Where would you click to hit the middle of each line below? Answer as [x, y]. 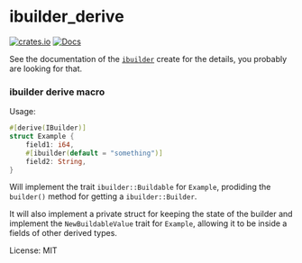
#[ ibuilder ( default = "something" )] [95, 153]
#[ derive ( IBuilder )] [48, 128]
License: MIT [33, 250]
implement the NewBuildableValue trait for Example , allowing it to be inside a [148, 223]
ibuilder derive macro [57, 92]
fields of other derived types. [63, 233]
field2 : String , [56, 161]
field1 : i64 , [50, 145]
